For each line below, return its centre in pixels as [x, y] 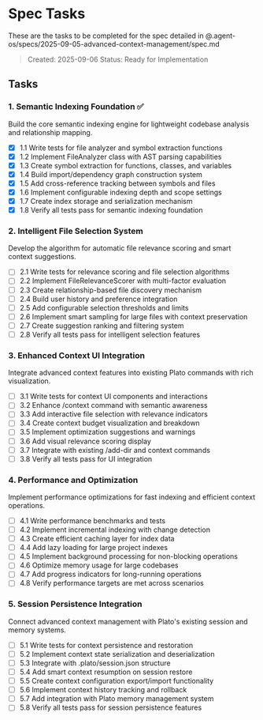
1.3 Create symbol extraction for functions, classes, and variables [126, 165]
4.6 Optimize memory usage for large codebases [99, 565]
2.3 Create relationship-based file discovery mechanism [111, 290]
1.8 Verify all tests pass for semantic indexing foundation [111, 210]
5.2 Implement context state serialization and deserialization [117, 654]
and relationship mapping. [50, 132]
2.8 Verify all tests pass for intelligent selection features [110, 334]
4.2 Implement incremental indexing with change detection [115, 530]
